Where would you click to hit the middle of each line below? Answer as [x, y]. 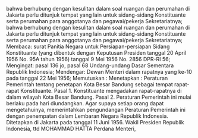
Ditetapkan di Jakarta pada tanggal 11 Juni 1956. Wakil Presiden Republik [95, 122]
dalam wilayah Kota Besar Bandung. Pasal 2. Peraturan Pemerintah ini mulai [99, 97]
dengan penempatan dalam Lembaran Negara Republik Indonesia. [87, 116]
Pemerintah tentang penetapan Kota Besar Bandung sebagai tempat [90, 84]
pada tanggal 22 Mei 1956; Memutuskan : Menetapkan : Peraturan [87, 78]
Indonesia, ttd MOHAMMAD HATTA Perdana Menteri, [71, 128]
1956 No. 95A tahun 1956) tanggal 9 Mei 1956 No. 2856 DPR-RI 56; [88, 59]
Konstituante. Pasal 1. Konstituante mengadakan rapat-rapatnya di [101, 91]
